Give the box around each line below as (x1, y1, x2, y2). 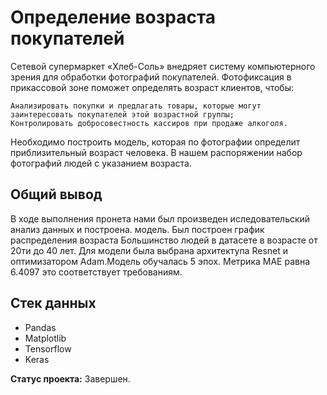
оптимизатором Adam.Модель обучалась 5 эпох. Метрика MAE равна (10, 255, 311, 267)
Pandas (24, 321, 57, 333)
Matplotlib (24, 332, 67, 344)
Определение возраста (10, 6, 217, 29)
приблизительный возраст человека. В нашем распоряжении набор (10, 146, 303, 158)
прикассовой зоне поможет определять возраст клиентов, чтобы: (10, 81, 294, 93)
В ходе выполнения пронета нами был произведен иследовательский (10, 212, 311, 225)
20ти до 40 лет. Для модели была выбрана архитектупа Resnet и (10, 244, 289, 256)
